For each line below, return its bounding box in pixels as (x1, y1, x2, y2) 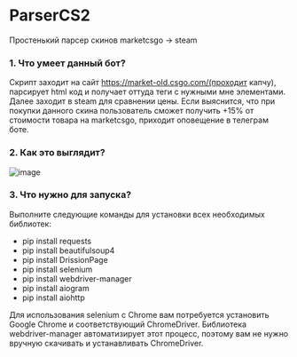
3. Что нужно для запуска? (9, 188, 131, 201)
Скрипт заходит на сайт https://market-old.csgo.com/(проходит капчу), (9, 77, 277, 88)
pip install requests (21, 235, 91, 246)
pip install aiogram (21, 282, 90, 293)
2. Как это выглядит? (9, 147, 106, 159)
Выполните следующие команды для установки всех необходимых (9, 209, 266, 219)
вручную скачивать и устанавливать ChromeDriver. (9, 337, 204, 348)
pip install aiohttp (21, 292, 86, 303)
